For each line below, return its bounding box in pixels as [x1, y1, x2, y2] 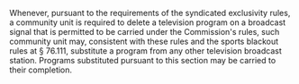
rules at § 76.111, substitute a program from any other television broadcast [9, 46, 282, 56]
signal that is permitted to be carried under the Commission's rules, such [9, 27, 280, 37]
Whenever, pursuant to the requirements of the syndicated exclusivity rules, [9, 8, 291, 18]
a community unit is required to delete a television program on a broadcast [9, 17, 286, 28]
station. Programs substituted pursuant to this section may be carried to [9, 55, 276, 65]
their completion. [9, 64, 73, 75]
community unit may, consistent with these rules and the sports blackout [9, 36, 279, 46]
